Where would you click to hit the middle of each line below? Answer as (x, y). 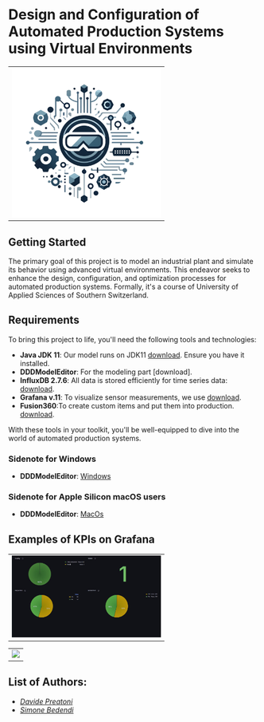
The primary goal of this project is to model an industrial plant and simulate (131, 261)
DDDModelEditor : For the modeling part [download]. (106, 372)
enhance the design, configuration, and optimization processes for (117, 278)
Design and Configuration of (104, 15)
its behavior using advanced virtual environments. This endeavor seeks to (129, 270)
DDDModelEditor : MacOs (62, 514)
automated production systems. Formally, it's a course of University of (123, 286)
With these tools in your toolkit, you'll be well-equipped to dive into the (124, 429)
